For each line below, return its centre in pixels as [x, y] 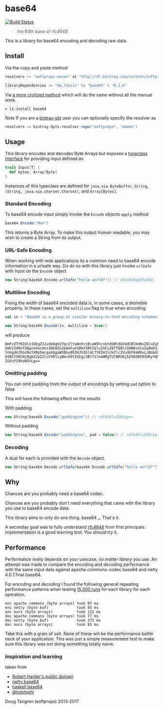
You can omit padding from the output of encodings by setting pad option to [81, 384]
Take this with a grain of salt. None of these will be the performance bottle [79, 634]
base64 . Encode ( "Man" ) [27, 223]
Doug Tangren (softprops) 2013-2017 [42, 701]
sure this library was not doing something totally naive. [60, 644]
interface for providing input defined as [44, 159]
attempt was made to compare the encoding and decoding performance [77, 565]
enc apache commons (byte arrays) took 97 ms [52, 604]
